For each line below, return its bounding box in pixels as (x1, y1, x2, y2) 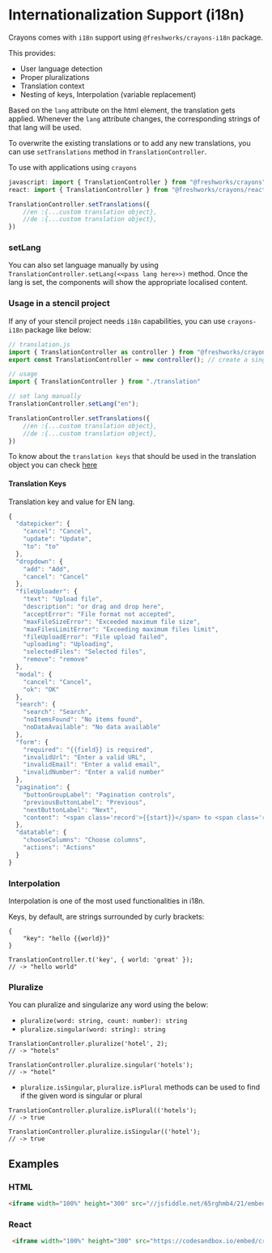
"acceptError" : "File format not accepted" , (23, 610, 176, 618)
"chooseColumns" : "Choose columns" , (23, 836, 147, 844)
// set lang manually (8, 393, 82, 401)
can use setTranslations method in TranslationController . (8, 147, 207, 156)
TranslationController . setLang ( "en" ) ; (8, 400, 139, 408)
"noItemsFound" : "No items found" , (23, 716, 143, 724)
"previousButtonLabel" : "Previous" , (23, 798, 147, 806)
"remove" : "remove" (23, 656, 89, 664)
